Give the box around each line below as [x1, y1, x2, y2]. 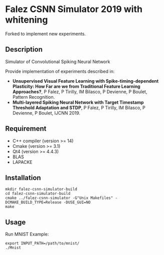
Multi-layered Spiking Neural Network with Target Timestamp [12, 99, 144, 105]
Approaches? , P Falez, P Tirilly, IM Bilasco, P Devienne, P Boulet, [12, 89, 147, 95]
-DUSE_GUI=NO [63, 200, 91, 205]
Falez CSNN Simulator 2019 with [5, 4, 143, 15]
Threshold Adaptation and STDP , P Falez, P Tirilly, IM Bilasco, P [12, 104, 145, 111]
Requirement [5, 124, 47, 133]
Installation [5, 173, 41, 182]
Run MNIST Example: [5, 231, 49, 237]
